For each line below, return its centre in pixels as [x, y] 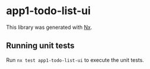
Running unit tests [40, 46]
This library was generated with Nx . [49, 27]
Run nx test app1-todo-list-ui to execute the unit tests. [75, 60]
